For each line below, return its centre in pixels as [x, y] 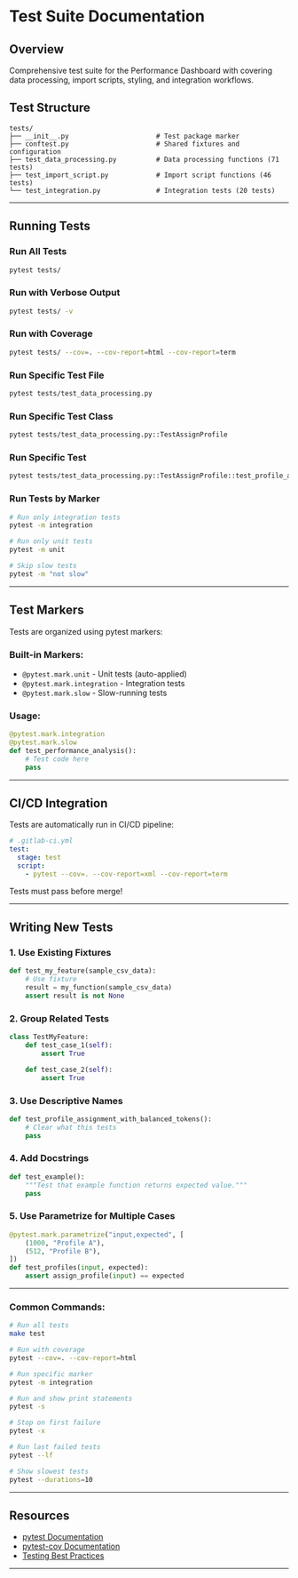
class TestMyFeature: [49, 1037]
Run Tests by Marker [55, 499]
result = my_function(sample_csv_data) [99, 988]
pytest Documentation [63, 1537]
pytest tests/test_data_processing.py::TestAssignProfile [118, 435]
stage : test [39, 858]
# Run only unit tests [51, 541]
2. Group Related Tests [59, 1018]
